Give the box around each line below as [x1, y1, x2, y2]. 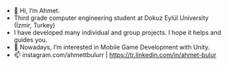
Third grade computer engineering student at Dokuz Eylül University [13, 14, 209, 22]
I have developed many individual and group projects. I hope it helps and [13, 28, 222, 36]
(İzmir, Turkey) [13, 21, 55, 29]
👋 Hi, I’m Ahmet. [13, 7, 60, 14]
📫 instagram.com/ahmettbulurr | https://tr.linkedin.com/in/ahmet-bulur [13, 51, 217, 58]
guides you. [13, 36, 48, 44]
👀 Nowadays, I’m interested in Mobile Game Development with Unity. [13, 43, 210, 51]
